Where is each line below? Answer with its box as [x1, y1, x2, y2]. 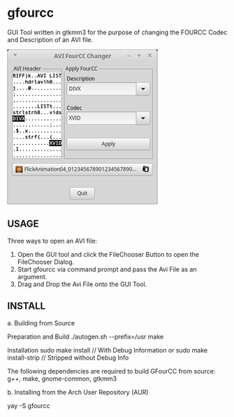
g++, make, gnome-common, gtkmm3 [7, 374, 117, 383]
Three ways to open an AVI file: [7, 236, 98, 245]
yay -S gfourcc [7, 401, 50, 410]
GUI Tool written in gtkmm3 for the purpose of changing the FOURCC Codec [7, 28, 228, 36]
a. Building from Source [7, 318, 75, 327]
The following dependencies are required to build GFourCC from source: [7, 367, 216, 375]
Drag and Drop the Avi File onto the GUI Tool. [17, 280, 147, 288]
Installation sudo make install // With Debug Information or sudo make [7, 346, 208, 354]
